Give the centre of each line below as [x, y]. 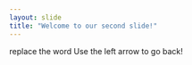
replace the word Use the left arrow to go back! [96, 51]
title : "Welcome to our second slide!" [83, 26]
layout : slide [36, 17]
